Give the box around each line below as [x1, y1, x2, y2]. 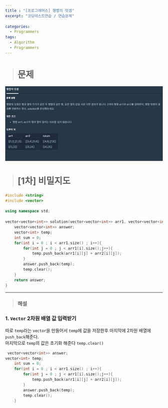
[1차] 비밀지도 [17, 176, 71, 187]
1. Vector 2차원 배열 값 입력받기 [5, 315, 76, 322]
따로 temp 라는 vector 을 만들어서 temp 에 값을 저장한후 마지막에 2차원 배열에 [5, 327, 151, 333]
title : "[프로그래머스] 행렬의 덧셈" [5, 8, 74, 13]
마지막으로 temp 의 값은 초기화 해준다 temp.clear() [5, 340, 104, 346]
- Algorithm [9, 40, 35, 45]
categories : [5, 24, 30, 29]
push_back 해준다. [5, 334, 39, 340]
